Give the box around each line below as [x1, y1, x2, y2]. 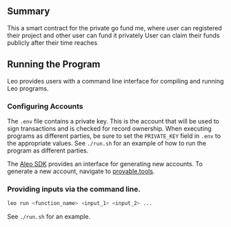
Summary [7, 6, 50, 17]
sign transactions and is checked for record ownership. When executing [7, 124, 212, 132]
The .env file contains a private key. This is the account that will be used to [7, 117, 219, 125]
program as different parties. [7, 146, 89, 155]
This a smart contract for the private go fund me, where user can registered [7, 23, 222, 32]
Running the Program [7, 59, 101, 70]
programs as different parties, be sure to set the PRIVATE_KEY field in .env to [7, 131, 221, 140]
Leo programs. [7, 84, 49, 92]
